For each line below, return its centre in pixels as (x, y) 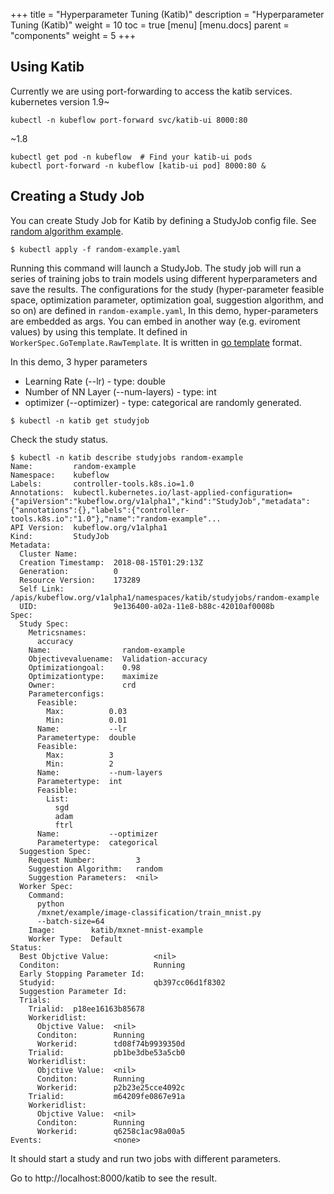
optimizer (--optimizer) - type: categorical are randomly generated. (163, 402)
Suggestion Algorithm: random (95, 869)
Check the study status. (59, 439)
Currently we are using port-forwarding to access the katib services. (151, 91)
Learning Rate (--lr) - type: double (95, 381)
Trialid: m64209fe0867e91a (107, 1096)
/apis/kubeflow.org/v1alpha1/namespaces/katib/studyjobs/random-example (165, 597)
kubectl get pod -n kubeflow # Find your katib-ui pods (131, 157)
